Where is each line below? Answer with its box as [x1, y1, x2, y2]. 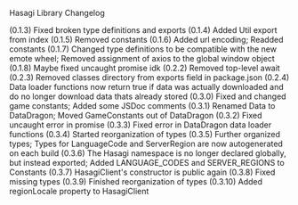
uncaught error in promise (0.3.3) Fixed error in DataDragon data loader [9, 119, 272, 130]
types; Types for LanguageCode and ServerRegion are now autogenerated [9, 138, 283, 149]
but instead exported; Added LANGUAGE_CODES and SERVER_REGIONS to [9, 158, 285, 168]
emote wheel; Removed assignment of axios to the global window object [9, 53, 276, 63]
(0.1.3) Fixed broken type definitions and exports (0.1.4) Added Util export [9, 25, 278, 35]
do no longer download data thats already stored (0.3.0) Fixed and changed [9, 91, 286, 102]
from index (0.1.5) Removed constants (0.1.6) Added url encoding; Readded [9, 35, 284, 45]
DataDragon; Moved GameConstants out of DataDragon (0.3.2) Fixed [9, 111, 262, 120]
